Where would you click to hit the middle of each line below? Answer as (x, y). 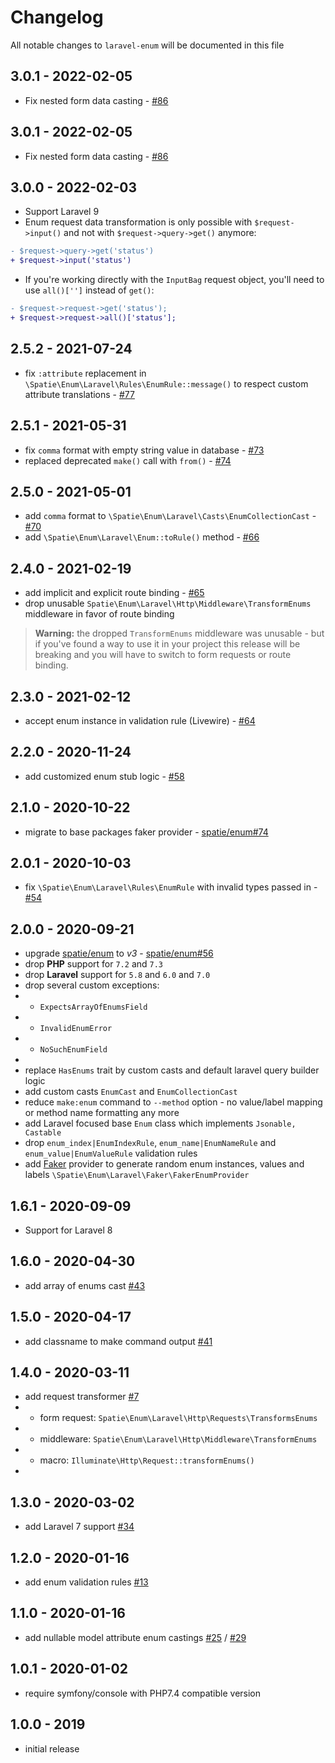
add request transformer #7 (82, 1397)
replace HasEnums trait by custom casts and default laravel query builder (172, 1070)
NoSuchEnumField (73, 1050)
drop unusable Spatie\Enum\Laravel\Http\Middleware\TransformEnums (168, 603)
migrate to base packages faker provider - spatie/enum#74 (146, 832)
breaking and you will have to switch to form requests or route (163, 655)
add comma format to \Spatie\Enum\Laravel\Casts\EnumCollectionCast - (170, 516)
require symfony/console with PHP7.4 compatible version (143, 1693)
